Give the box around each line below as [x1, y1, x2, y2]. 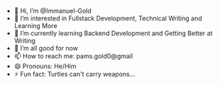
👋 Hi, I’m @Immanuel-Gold [13, 7, 92, 15]
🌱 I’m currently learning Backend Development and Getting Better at [13, 29, 213, 37]
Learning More [13, 22, 58, 30]
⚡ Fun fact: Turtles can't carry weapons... [13, 70, 136, 78]
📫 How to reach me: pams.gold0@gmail [13, 52, 133, 60]
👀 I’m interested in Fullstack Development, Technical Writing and [13, 14, 202, 22]
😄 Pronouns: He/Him [13, 62, 77, 70]
